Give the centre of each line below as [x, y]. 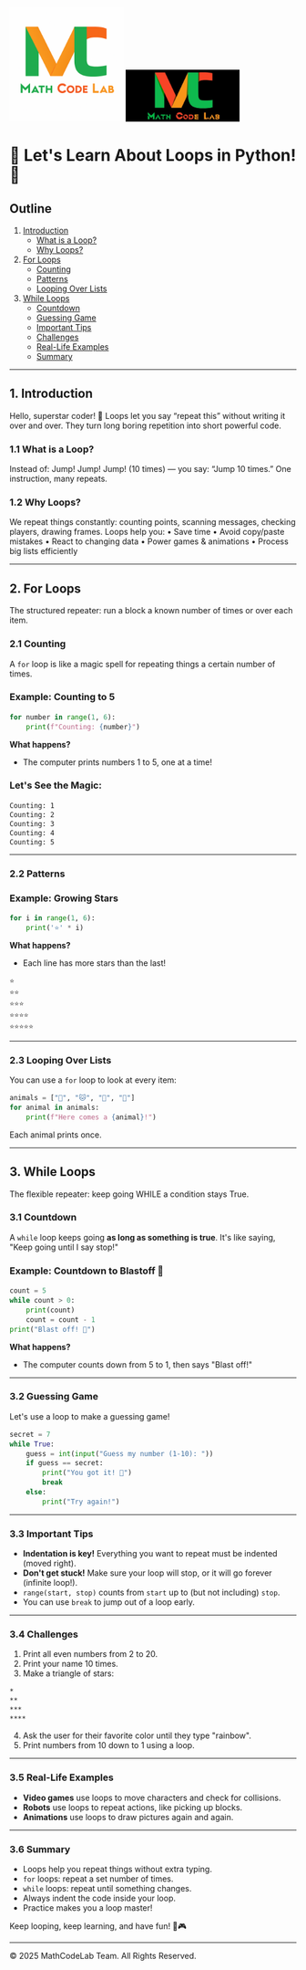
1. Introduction [51, 394]
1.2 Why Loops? [46, 502]
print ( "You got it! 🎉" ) [87, 1473]
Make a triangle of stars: [68, 1673]
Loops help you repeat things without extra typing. [117, 1870]
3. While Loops [52, 1172]
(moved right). [49, 1564]
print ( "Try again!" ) [81, 1502]
